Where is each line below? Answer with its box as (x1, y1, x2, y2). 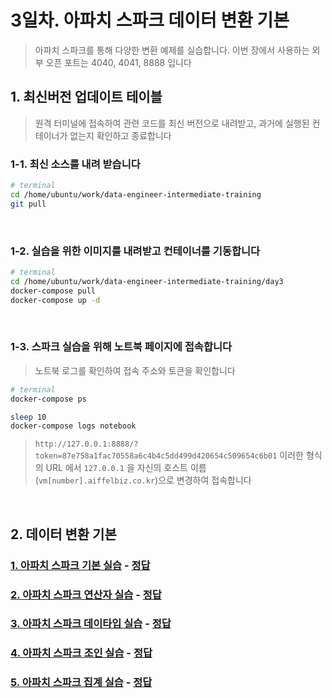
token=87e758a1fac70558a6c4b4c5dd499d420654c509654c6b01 (34, 451, 278, 461)
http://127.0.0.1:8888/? (34, 439, 139, 450)
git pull (10, 199, 47, 209)
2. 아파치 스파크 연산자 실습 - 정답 (10, 587, 162, 601)
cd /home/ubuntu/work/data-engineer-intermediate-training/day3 (10, 276, 284, 286)
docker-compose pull (10, 286, 97, 296)
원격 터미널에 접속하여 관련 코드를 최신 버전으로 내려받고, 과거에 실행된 (34, 117, 310, 129)
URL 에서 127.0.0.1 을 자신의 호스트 (45, 462, 189, 474)
